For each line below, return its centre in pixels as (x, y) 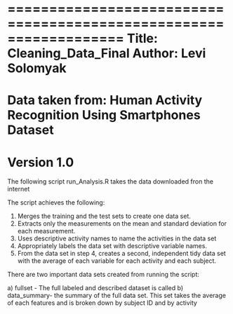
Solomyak (37, 68)
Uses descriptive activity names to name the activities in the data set (117, 238)
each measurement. (46, 231)
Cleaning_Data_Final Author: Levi (107, 54)
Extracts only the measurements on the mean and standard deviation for (122, 224)
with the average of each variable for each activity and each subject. (116, 261)
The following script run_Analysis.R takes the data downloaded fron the (111, 182)
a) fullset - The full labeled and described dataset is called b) (95, 288)
